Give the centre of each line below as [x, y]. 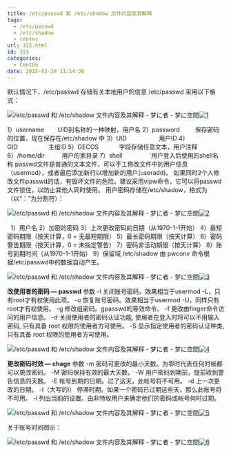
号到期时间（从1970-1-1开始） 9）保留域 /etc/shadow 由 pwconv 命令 [106, 253]
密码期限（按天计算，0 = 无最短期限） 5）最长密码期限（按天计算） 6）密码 [115, 236]
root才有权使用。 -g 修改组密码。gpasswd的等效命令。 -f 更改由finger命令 [113, 308]
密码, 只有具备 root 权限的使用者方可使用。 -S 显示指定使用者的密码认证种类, [116, 326]
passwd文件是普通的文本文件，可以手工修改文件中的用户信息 [101, 164]
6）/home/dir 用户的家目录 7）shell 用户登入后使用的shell [110, 155]
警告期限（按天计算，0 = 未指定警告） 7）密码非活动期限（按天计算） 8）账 [115, 244]
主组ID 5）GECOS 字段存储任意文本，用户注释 [123, 147]
